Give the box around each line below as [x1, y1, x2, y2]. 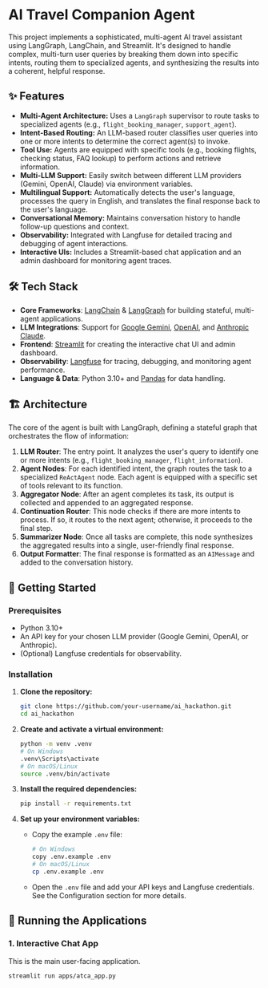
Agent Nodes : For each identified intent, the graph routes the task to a [19, 464, 253, 474]
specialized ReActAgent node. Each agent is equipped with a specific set [19, 472, 258, 482]
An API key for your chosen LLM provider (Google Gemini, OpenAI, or [19, 632, 249, 642]
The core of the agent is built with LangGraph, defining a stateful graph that [8, 423, 258, 432]
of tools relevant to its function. [19, 481, 123, 491]
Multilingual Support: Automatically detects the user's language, [19, 187, 235, 197]
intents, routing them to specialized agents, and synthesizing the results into [8, 58, 260, 67]
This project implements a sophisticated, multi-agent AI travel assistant [8, 32, 242, 42]
